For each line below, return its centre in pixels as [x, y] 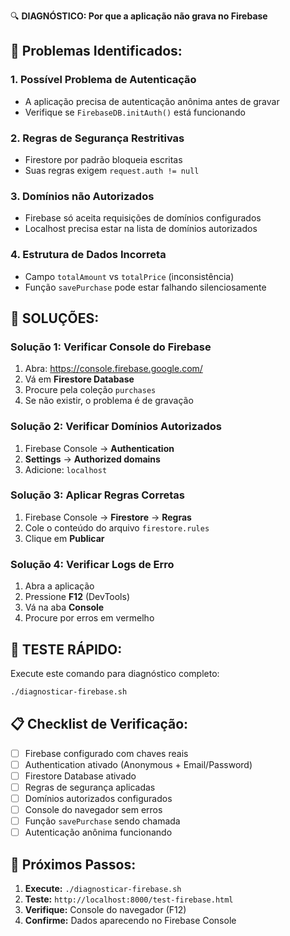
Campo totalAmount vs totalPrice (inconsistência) [129, 276]
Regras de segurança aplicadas [90, 787]
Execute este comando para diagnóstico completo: [115, 673]
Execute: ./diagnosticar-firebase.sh [103, 888]
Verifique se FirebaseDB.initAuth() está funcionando [135, 112]
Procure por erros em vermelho [89, 618]
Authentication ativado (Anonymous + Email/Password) [138, 764]
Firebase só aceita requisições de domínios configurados [143, 218]
